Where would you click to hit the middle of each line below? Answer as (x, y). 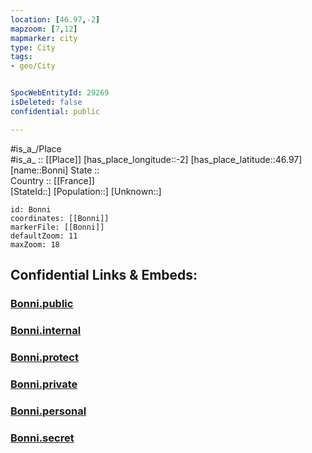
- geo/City (33, 66)
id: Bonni (31, 209)
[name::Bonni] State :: (55, 170)
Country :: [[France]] (52, 180)
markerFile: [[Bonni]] (57, 227)
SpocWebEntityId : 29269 (60, 93)
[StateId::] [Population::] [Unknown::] (86, 191)
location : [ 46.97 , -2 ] (55, 19)
